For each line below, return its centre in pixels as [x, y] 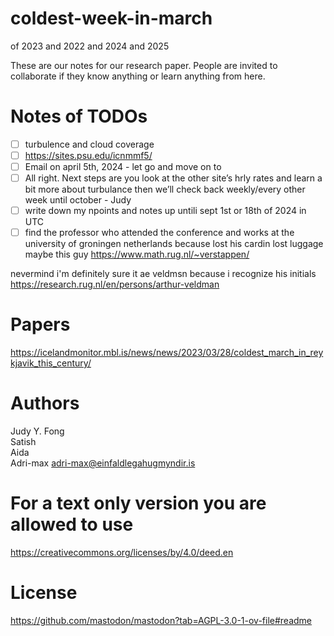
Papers [40, 324]
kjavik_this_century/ [51, 363]
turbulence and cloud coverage [89, 144]
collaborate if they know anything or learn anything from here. [138, 76]
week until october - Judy [78, 200]
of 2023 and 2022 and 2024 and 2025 [90, 46]
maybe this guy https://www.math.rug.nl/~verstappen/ [137, 254]
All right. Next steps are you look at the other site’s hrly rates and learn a [173, 178]
